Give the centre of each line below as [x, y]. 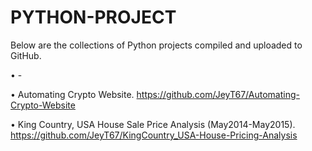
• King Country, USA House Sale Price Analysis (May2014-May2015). [153, 124]
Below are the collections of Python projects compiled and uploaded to [156, 45]
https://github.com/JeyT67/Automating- [218, 94]
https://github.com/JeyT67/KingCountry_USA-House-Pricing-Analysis [154, 135]
